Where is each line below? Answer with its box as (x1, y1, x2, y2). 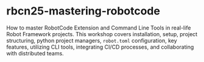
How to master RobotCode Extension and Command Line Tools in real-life (6, 24, 191, 31)
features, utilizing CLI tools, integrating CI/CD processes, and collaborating (6, 43, 194, 51)
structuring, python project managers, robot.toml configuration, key (6, 37, 178, 44)
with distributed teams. (6, 49, 64, 57)
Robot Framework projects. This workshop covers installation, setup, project (6, 30, 198, 37)
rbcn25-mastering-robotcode (6, 4, 160, 18)
